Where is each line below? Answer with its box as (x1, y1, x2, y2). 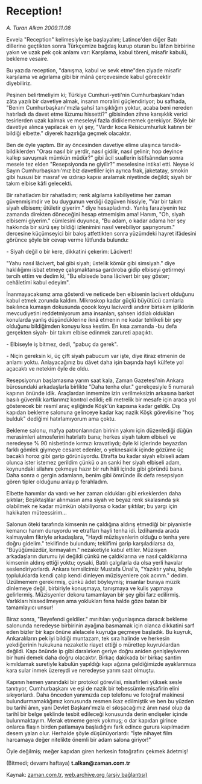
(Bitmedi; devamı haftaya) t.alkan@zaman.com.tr (6, 759, 131, 767)
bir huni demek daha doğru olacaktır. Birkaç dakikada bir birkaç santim (6, 654, 182, 661)
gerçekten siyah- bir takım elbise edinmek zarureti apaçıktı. (6, 328, 154, 336)
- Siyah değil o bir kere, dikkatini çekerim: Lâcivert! (6, 248, 133, 255)
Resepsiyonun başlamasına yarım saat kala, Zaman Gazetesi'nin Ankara (6, 377, 184, 384)
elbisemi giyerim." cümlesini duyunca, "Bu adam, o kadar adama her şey (6, 217, 186, 224)
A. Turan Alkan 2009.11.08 (6, 24, 71, 31)
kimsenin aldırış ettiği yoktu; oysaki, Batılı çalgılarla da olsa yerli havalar (6, 559, 183, 566)
